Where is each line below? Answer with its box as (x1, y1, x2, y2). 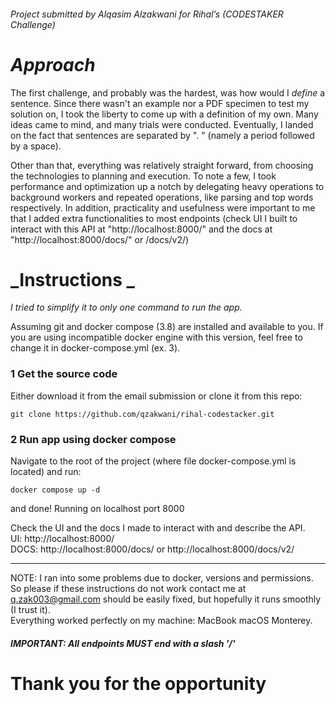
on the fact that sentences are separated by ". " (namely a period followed (10, 129, 315, 141)
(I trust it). (10, 604, 51, 616)
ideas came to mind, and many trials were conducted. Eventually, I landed (10, 118, 314, 130)
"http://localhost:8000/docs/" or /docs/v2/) (10, 233, 190, 245)
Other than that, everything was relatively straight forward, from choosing (10, 159, 314, 171)
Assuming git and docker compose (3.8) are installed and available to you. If (10, 321, 324, 333)
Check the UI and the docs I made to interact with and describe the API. (10, 522, 306, 534)
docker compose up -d (10, 485, 101, 495)
